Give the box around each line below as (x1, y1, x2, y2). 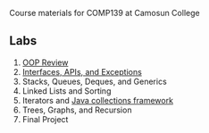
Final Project (21, 113, 69, 124)
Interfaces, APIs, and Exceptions (21, 66, 143, 77)
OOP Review (21, 57, 69, 68)
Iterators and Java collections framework (21, 95, 174, 105)
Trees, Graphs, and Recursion (21, 104, 132, 115)
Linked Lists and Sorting (21, 85, 112, 96)
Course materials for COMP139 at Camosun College (9, 8, 200, 18)
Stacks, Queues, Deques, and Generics (21, 76, 167, 87)
